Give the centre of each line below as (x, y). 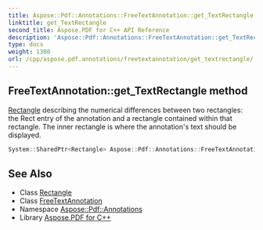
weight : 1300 (29, 52)
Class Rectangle (45, 192)
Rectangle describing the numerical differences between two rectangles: (126, 110)
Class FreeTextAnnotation (61, 201)
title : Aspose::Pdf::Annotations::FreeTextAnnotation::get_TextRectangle (131, 15)
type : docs (26, 45)
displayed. (25, 135)
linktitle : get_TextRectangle (58, 23)
